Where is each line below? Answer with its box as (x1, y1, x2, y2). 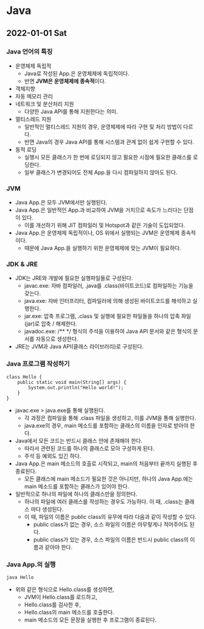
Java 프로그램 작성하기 (6, 360, 70, 368)
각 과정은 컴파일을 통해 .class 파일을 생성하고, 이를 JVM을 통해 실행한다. (24, 414, 197, 422)
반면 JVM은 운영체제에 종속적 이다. (24, 77, 107, 85)
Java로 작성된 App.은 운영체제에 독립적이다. (24, 69, 130, 77)
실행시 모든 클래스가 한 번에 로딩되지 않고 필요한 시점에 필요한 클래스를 (24, 153, 192, 161)
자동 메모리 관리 (15, 92, 53, 100)
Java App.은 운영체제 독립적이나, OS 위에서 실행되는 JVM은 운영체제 (15, 229, 180, 237)
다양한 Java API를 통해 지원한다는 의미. (24, 108, 118, 115)
